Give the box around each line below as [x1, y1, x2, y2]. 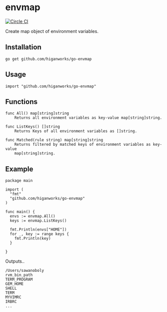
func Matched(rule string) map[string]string [5, 138, 103, 143]
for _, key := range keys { [10, 232, 70, 237]
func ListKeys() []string [5, 124, 60, 130]
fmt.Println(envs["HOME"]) [10, 227, 67, 232]
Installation [5, 43, 42, 52]
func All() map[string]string [5, 111, 70, 116]
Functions [5, 97, 38, 106]
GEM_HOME [5, 282, 24, 287]
